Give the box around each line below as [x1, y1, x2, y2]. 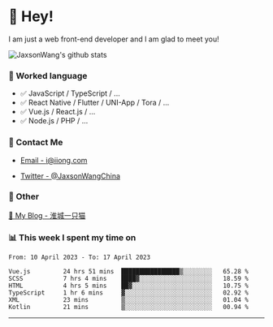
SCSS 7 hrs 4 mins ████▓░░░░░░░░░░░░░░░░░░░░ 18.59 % [8, 275, 249, 283]
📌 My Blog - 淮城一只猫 [8, 210, 86, 220]
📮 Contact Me [8, 137, 63, 148]
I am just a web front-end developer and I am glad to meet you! [8, 34, 219, 44]
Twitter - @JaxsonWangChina [19, 170, 120, 181]
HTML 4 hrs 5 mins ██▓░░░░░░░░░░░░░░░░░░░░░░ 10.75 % [8, 282, 249, 290]
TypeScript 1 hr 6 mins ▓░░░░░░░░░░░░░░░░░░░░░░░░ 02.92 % [8, 289, 249, 297]
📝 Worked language [8, 70, 88, 81]
